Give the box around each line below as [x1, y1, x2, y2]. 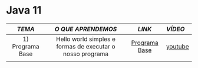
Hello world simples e [55, 35, 116, 43]
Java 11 [6, 4, 42, 17]
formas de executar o [56, 42, 115, 50]
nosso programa [62, 50, 109, 58]
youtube [166, 42, 189, 50]
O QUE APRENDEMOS [54, 25, 117, 33]
